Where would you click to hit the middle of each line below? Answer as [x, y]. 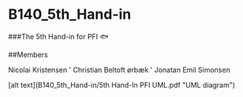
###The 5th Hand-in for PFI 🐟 [58, 36]
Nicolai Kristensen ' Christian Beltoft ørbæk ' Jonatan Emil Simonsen [119, 70]
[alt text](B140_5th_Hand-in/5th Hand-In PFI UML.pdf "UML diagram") [121, 84]
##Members [28, 54]
